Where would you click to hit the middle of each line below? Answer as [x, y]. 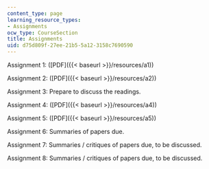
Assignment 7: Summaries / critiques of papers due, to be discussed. [104, 145]
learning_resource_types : [44, 20]
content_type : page [35, 13]
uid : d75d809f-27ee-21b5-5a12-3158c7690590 [70, 45]
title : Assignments [35, 39]
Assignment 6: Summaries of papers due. [66, 132]
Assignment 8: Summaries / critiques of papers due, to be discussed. [105, 158]
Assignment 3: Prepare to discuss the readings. [74, 91]
